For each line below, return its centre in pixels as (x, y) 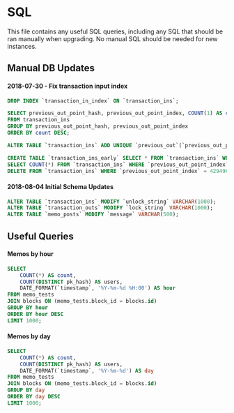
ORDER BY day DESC (34, 397)
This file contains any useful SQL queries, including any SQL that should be (115, 31)
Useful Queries (41, 236)
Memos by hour (30, 254)
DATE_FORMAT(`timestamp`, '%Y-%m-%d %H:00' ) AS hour (98, 288)
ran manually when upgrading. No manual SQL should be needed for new (112, 38)
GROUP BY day (26, 390)
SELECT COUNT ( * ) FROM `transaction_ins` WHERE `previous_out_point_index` (118, 165)
